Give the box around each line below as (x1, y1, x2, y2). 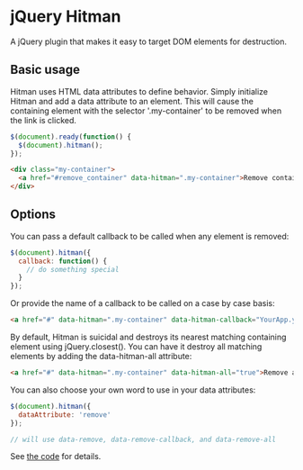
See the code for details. (10, 451, 102, 462)
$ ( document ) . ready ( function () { (10, 132, 131, 141)
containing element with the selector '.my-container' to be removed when (10, 105, 282, 116)
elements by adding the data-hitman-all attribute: (10, 351, 192, 362)
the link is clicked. (10, 114, 77, 125)
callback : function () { (18, 257, 107, 266)
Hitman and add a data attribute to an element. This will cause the (10, 95, 254, 106)
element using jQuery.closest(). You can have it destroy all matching (10, 341, 263, 352)
